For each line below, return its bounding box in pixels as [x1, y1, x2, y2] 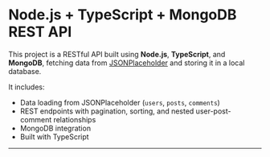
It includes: [8, 82, 45, 92]
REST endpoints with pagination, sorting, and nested [19, 106, 194, 116]
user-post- [195, 106, 231, 116]
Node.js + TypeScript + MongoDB [8, 6, 237, 24]
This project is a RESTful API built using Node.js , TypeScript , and [8, 49, 226, 59]
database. [8, 66, 42, 76]
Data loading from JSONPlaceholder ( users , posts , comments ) [19, 97, 221, 107]
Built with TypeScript [19, 131, 90, 142]
